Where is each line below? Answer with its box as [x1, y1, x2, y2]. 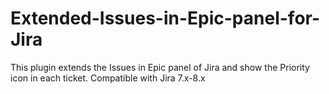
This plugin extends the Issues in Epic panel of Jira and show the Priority [10, 61, 310, 73]
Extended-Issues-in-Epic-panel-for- [10, 7, 321, 30]
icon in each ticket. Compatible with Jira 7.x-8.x [10, 72, 206, 84]
